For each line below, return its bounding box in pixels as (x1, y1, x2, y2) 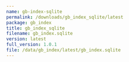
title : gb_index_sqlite (6, 25, 65, 31)
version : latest (6, 36, 46, 42)
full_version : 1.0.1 (6, 42, 58, 48)
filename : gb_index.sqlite (6, 31, 73, 37)
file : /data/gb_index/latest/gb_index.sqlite (6, 47, 121, 53)
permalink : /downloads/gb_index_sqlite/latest (6, 14, 124, 20)
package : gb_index (6, 19, 52, 25)
